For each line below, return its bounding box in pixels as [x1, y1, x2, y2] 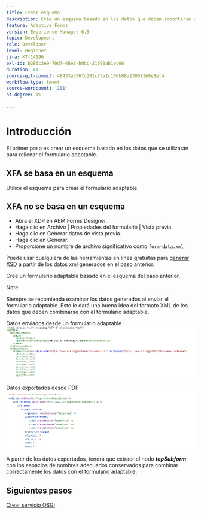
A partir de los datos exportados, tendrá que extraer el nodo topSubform [6, 455, 187, 462]
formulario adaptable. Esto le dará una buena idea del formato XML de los [6, 302, 188, 309]
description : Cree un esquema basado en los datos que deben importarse [6, 16, 191, 22]
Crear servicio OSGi [6, 501, 56, 509]
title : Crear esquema [6, 10, 60, 16]
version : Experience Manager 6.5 [6, 29, 90, 35]
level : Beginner [6, 48, 47, 54]
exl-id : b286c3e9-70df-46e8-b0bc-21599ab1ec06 [6, 60, 124, 66]
